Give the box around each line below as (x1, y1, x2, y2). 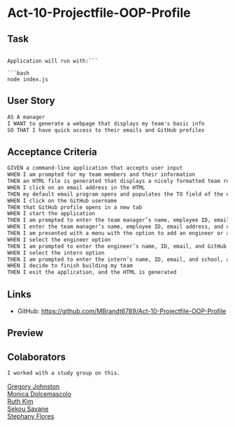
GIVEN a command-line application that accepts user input (7, 165, 183, 172)
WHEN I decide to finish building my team (7, 262, 133, 269)
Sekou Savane (7, 405, 49, 413)
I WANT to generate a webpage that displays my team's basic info (7, 120, 205, 127)
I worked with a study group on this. (7, 370, 120, 377)
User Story (7, 95, 55, 107)
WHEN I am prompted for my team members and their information (7, 171, 196, 178)
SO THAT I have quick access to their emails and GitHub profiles (7, 126, 205, 134)
